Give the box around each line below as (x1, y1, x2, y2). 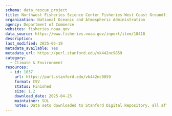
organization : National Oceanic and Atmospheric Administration (5, 17, 145, 22)
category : (5, 55, 27, 61)
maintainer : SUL (14, 98, 50, 103)
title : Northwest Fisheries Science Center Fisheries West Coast (5, 12, 147, 17)
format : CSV (14, 79, 40, 84)
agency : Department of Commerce (5, 22, 74, 27)
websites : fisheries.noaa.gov (5, 27, 70, 32)
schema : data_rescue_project (5, 7, 68, 13)
